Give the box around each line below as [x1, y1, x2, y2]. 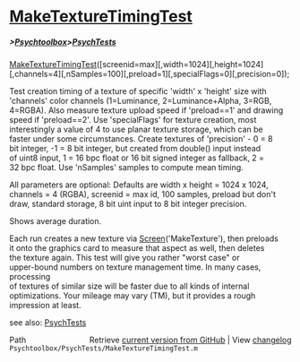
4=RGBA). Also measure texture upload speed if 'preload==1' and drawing [9, 105, 284, 116]
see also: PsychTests [9, 317, 87, 328]
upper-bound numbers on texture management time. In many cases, [9, 262, 261, 272]
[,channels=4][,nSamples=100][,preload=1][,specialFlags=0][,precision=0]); [9, 69, 290, 80]
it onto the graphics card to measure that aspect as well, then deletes [9, 243, 265, 254]
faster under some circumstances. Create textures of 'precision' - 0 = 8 [9, 134, 273, 144]
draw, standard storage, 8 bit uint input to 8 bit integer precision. [9, 199, 247, 210]
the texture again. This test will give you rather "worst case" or [9, 253, 240, 263]
